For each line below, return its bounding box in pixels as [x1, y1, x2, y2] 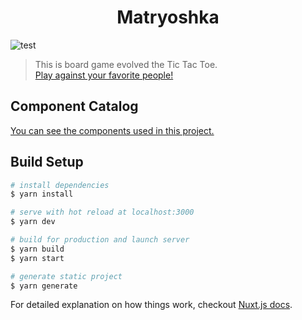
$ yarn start [10, 253, 65, 263]
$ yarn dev [10, 217, 56, 227]
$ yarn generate [10, 281, 78, 291]
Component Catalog [10, 98, 139, 115]
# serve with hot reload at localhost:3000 [10, 207, 195, 218]
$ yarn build [10, 244, 65, 254]
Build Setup [10, 154, 84, 171]
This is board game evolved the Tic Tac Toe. [34, 58, 218, 70]
